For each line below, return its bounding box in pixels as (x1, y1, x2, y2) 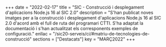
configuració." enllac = (5, 31, 52, 36)
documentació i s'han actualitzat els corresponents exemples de (5, 25, 138, 31)
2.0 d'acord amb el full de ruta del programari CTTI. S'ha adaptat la (5, 20, 143, 26)
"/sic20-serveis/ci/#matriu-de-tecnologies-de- (52, 31, 150, 36)
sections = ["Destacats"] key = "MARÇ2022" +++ (32, 36, 135, 42)
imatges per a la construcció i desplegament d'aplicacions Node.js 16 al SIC (5, 15, 161, 20)
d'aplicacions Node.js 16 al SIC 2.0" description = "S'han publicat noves (5, 9, 153, 15)
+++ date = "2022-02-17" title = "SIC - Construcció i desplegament (5, 4, 144, 10)
